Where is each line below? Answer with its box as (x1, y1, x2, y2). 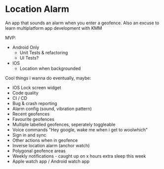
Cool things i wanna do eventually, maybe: (5, 75, 91, 81)
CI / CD (12, 95, 28, 101)
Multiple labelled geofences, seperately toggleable (12, 121, 116, 127)
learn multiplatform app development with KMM (5, 25, 102, 31)
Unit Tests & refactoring (19, 50, 68, 56)
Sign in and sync (12, 132, 46, 138)
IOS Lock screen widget (12, 84, 61, 90)
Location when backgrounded (19, 65, 81, 71)
